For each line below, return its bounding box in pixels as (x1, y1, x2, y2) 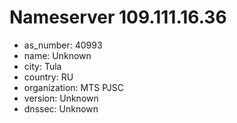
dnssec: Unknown (23, 102, 99, 115)
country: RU (23, 71, 74, 83)
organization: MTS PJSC (23, 81, 124, 93)
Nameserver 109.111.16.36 (9, 6, 227, 29)
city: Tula (23, 60, 62, 72)
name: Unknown (23, 49, 92, 61)
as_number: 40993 (23, 39, 103, 51)
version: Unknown (23, 92, 99, 104)
